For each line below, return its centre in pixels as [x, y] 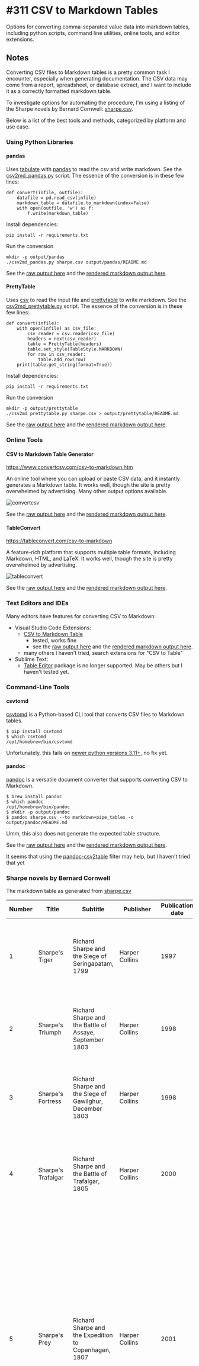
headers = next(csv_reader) [62, 339]
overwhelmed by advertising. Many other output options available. [87, 491]
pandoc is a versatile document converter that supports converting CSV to [97, 780]
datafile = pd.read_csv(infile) [57, 198]
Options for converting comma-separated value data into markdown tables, [98, 27]
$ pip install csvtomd [34, 731]
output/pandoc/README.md [37, 823]
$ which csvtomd [26, 737]
